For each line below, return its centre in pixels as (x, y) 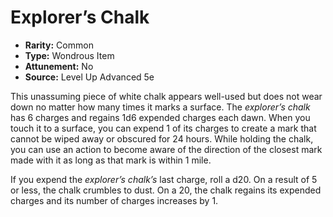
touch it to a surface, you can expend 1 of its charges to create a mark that (163, 128)
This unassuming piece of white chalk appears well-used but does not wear (166, 96)
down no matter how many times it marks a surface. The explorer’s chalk (160, 107)
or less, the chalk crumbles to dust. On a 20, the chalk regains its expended (166, 190)
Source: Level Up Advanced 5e (89, 77)
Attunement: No (59, 66)
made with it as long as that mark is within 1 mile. (111, 160)
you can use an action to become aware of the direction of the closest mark (166, 149)
